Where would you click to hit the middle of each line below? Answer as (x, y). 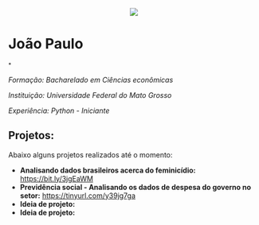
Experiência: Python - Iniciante (59, 111)
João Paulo (46, 44)
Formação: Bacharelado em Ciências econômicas (91, 80)
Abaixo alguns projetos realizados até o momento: (90, 154)
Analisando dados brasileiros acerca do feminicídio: (108, 170)
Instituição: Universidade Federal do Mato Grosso (90, 95)
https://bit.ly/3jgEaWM (57, 178)
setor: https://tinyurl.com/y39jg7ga (78, 196)
